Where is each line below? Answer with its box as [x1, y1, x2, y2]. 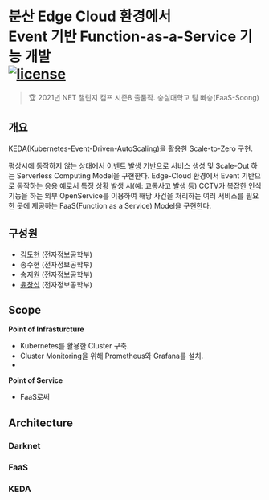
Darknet [8, 440, 41, 451]
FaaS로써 [19, 392, 51, 402]
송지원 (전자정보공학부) [19, 270, 92, 279]
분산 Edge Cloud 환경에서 [8, 7, 172, 26]
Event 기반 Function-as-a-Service [8, 27, 237, 46]
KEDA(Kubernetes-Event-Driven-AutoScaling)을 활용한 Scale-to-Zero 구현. [8, 144, 253, 153]
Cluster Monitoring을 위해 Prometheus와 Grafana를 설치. [19, 351, 204, 361]
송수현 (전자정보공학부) [19, 259, 92, 269]
